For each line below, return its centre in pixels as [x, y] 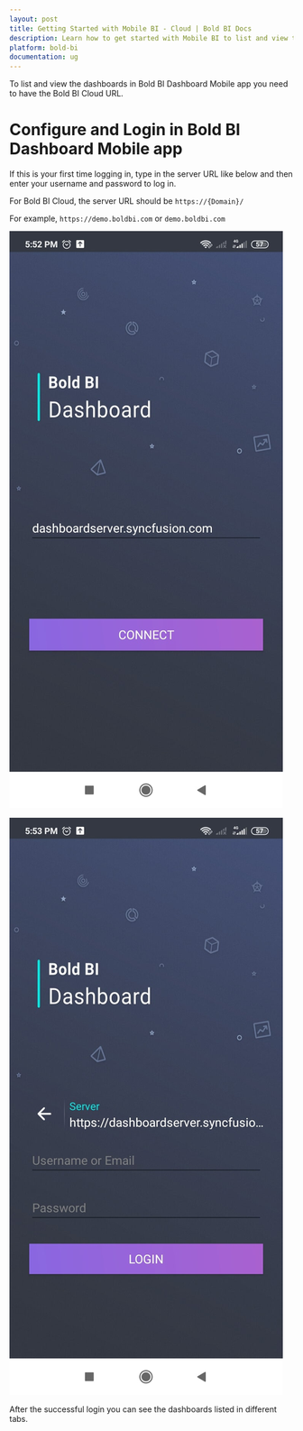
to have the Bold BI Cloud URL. [66, 94]
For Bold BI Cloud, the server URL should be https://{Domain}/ [127, 201]
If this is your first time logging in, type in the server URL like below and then [151, 174]
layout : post [34, 19]
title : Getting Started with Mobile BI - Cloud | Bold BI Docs [131, 28]
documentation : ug [44, 57]
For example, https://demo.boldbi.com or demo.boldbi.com [117, 219]
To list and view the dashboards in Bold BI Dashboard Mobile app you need [149, 84]
